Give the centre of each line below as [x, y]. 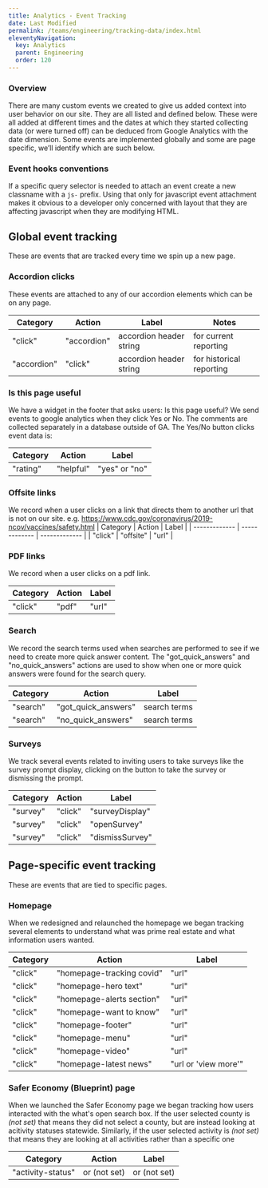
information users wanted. [51, 940]
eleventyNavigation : [43, 38]
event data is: [31, 435]
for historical [217, 359]
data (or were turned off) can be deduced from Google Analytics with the [128, 131]
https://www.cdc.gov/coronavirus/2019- [147, 519]
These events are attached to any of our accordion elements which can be [130, 294]
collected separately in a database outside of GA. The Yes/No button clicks [132, 427]
